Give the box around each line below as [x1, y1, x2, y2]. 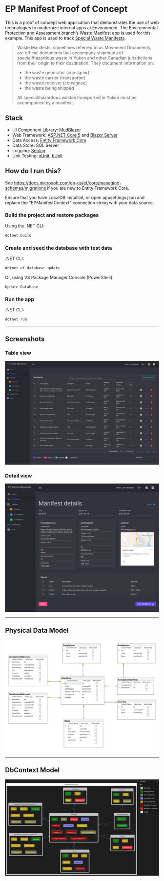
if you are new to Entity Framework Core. [47, 185, 129, 191]
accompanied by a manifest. [17, 100, 74, 105]
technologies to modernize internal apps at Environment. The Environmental [5, 24, 158, 30]
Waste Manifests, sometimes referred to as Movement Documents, [17, 44, 152, 50]
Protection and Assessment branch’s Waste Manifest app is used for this [5, 30, 151, 36]
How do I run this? [5, 167, 61, 175]
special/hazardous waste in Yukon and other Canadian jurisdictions [17, 55, 153, 60]
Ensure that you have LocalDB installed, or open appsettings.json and [5, 194, 145, 200]
